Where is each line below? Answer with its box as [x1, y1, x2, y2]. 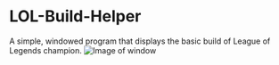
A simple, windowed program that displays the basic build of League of [9, 36, 271, 46]
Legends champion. [9, 45, 83, 55]
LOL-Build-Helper [9, 6, 142, 27]
